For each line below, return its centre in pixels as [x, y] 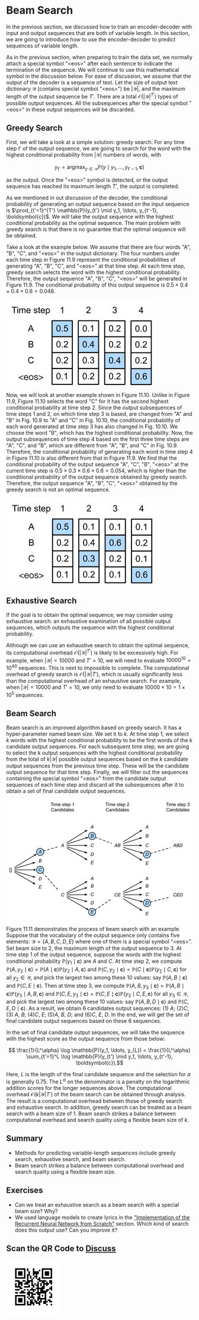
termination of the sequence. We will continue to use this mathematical [93, 69]
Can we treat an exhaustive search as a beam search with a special [97, 1204]
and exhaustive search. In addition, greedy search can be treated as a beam [99, 1107]
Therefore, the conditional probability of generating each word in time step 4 [99, 452]
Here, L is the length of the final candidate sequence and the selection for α [99, 1074]
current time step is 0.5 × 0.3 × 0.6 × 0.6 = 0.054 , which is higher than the [96, 471]
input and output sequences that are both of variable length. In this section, [98, 33]
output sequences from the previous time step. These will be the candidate [98, 766]
